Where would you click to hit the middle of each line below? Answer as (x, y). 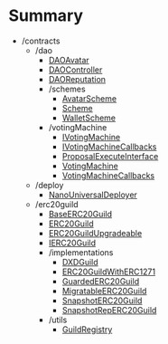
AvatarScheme (89, 98)
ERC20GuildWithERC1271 (108, 272)
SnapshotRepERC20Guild (109, 310)
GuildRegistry (87, 329)
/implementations (81, 252)
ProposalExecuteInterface (110, 156)
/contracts (41, 41)
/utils (58, 320)
